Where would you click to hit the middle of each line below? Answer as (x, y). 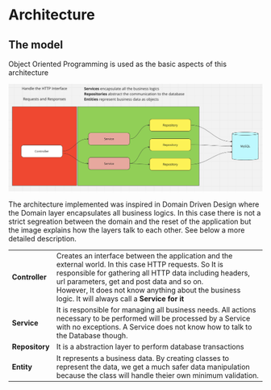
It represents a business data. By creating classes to (143, 358)
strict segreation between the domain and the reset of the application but (130, 222)
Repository (31, 347)
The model (36, 45)
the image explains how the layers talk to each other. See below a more (127, 230)
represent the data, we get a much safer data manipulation (153, 367)
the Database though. (92, 336)
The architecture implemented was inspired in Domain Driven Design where (134, 204)
